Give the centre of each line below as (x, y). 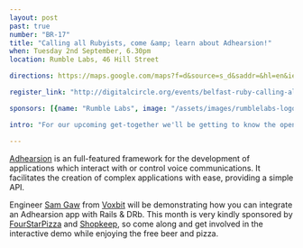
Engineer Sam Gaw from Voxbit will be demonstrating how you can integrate (151, 205)
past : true (30, 26)
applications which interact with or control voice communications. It (135, 168)
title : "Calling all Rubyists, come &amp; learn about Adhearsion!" (141, 43)
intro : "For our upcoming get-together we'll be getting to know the (143, 124)
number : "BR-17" (40, 34)
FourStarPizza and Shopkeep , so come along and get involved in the (136, 224)
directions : (32, 76)
